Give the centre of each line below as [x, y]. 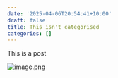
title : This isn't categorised [53, 27]
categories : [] [30, 33]
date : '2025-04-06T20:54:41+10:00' [60, 14]
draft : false [26, 20]
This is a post [27, 53]
